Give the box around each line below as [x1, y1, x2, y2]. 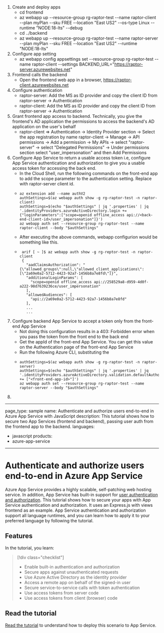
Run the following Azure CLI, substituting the [19, 349, 109, 355]
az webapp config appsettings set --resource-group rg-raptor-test [19, 56, 154, 62]
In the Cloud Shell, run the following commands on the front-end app [19, 171, 158, 176]
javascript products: [12, 433, 53, 439]
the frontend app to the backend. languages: [5, 424, 95, 430]
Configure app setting [12, 51, 57, 57]
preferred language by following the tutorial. [5, 518, 94, 523]
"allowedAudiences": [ [26, 293, 72, 297]
